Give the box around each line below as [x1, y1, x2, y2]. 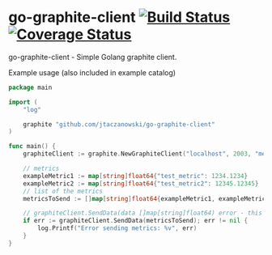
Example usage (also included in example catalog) [8, 67, 176, 77]
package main [8, 83, 53, 91]
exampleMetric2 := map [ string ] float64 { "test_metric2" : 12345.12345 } [23, 179, 259, 188]
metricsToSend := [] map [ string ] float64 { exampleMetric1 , [23, 194, 216, 202]
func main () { [8, 142, 57, 151]
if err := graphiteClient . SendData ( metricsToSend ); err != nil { [23, 217, 249, 225]
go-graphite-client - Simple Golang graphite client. [8, 52, 177, 62]
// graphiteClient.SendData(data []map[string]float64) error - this [23, 209, 263, 218]
